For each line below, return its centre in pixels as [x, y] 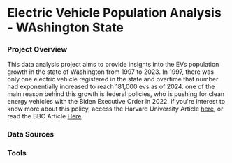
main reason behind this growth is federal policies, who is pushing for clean [116, 94]
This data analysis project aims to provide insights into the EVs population [113, 65]
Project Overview [37, 49]
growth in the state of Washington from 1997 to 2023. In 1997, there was [111, 72]
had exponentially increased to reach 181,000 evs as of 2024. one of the [111, 87]
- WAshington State [66, 28]
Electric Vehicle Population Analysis [114, 13]
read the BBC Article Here [44, 116]
